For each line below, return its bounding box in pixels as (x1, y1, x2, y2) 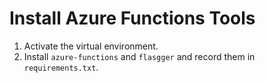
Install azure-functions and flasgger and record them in (23, 50, 256, 62)
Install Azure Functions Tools (9, 7, 256, 30)
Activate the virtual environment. (23, 40, 159, 52)
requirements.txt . (23, 61, 99, 73)
